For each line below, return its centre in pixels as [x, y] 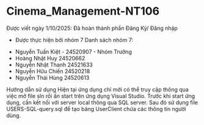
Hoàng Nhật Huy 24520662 [50, 58]
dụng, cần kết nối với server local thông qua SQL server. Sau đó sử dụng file [102, 102]
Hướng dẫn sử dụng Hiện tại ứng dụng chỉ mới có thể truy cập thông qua [98, 89]
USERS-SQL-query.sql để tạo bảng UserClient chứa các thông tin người [96, 109]
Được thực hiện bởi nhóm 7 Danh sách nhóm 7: [74, 40]
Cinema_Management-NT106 [83, 11]
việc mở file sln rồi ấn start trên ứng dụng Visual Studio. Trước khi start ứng [101, 96]
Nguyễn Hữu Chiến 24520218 [53, 71]
